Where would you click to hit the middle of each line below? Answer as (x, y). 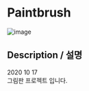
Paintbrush (39, 13)
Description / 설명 (45, 55)
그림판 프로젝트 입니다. (37, 80)
